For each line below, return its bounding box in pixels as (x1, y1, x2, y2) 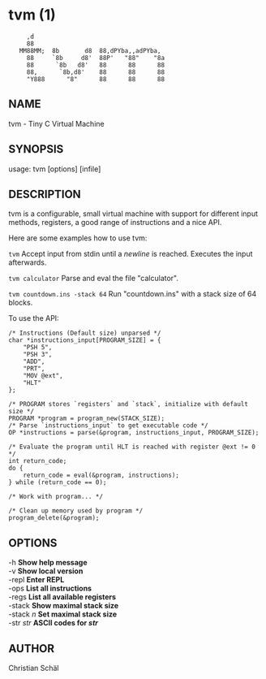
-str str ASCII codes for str (8, 618, 99, 628)
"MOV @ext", (23, 372, 63, 380)
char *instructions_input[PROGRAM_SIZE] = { (8, 336, 161, 344)
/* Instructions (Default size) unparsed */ (8, 329, 161, 338)
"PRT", (23, 365, 45, 373)
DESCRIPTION (8, 187, 81, 201)
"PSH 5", (23, 344, 53, 352)
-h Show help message (8, 558, 88, 568)
